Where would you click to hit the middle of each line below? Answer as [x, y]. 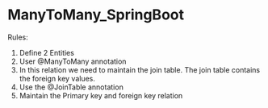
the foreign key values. [57, 78]
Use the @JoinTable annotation [71, 87]
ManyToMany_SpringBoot [96, 15]
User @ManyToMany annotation [73, 61]
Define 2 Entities [46, 52]
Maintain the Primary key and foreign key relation [101, 95]
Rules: [18, 37]
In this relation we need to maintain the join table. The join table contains [139, 69]
